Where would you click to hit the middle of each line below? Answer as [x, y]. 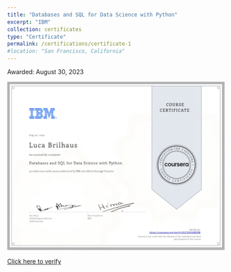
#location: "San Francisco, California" [66, 51]
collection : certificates [44, 29]
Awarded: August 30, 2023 [46, 72]
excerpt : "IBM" [29, 22]
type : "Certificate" [37, 37]
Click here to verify [34, 262]
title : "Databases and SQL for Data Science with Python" [92, 15]
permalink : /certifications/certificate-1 [69, 44]
